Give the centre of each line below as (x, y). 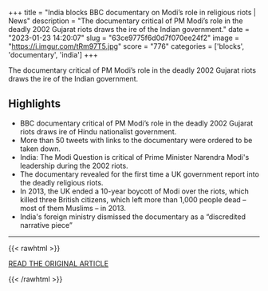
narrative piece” (46, 225)
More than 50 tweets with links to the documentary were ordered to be (136, 140)
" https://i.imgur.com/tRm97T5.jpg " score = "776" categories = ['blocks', (126, 46)
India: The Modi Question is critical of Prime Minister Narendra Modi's (134, 157)
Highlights (35, 104)
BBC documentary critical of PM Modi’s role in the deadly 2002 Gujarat (136, 123)
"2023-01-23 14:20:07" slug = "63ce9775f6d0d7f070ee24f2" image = (124, 38)
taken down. (40, 149)
